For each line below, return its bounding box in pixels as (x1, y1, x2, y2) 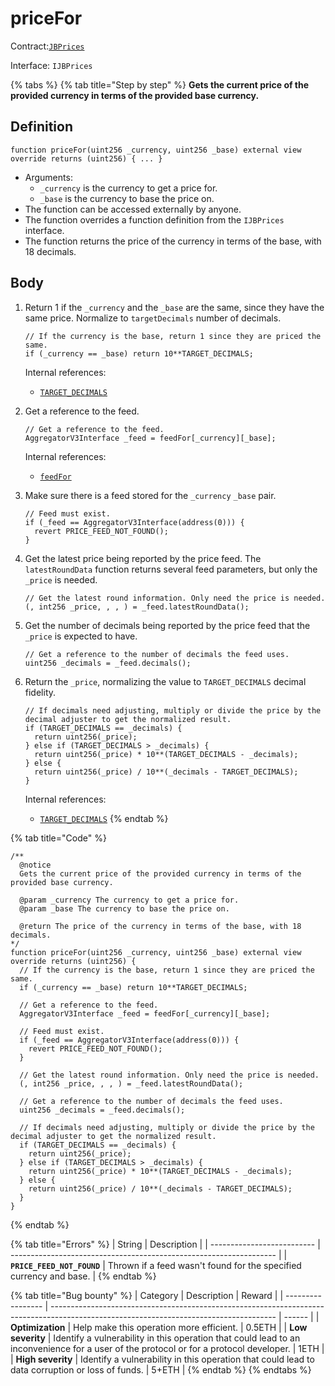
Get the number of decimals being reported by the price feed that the (24, 619, 311, 631)
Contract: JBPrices (10, 40, 85, 52)
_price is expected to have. (24, 630, 138, 642)
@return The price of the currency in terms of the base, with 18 (19, 921, 302, 931)
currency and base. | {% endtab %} (10, 1270, 157, 1282)
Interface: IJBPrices (10, 59, 93, 71)
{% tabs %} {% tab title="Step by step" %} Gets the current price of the (10, 78, 310, 91)
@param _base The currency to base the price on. (19, 903, 230, 914)
